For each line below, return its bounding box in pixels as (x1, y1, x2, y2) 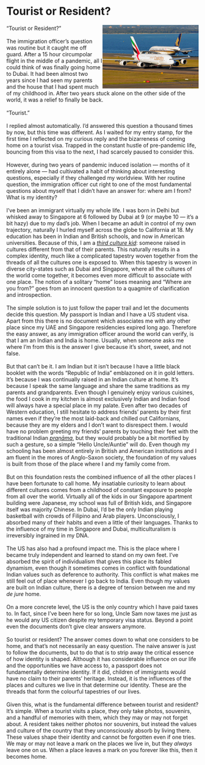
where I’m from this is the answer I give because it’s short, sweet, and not (6, 343, 191, 350)
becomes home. (6, 753, 48, 760)
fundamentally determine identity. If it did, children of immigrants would (6, 668, 186, 676)
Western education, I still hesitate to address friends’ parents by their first (6, 408, 191, 416)
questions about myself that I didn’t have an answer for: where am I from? (6, 187, 192, 194)
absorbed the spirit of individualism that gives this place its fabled (6, 558, 172, 565)
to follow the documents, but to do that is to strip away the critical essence (6, 649, 194, 656)
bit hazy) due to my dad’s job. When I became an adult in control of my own (6, 219, 196, 227)
